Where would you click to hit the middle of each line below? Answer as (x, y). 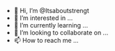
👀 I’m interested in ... (43, 18)
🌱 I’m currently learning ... (51, 25)
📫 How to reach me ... (46, 40)
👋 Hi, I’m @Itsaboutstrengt (51, 11)
